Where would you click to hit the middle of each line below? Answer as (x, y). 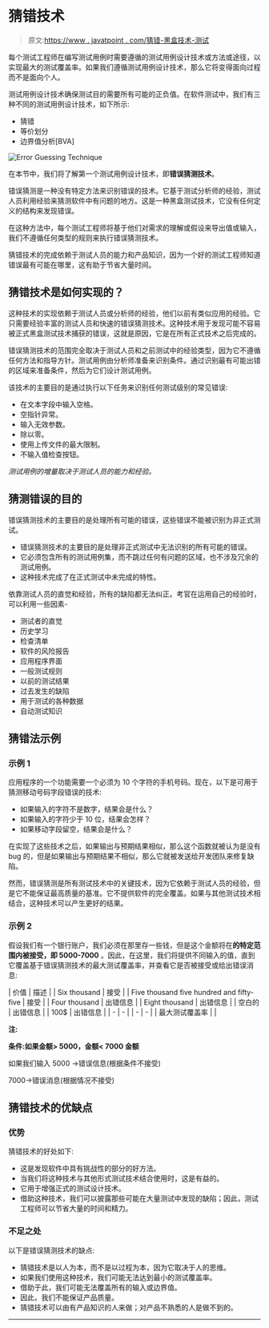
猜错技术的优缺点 (50, 1107)
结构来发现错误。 (50, 211)
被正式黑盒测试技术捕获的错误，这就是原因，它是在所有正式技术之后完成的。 (134, 333)
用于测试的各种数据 (52, 700)
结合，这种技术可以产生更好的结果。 (68, 903)
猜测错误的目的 (45, 499)
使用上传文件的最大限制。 (62, 444)
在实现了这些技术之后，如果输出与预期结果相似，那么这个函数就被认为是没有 (134, 846)
